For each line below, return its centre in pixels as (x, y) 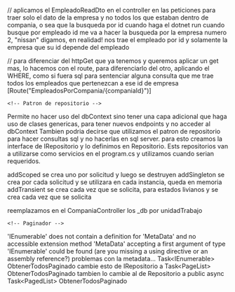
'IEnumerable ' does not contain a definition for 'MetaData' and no (102, 236)
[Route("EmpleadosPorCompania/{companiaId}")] (80, 91)
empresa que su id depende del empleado (68, 47)
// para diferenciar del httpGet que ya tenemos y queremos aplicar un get (113, 61)
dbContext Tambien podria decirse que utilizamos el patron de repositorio (114, 131)
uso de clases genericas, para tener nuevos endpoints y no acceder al (109, 124)
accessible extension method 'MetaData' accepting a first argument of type (116, 244)
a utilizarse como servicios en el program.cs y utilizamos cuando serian (110, 154)
